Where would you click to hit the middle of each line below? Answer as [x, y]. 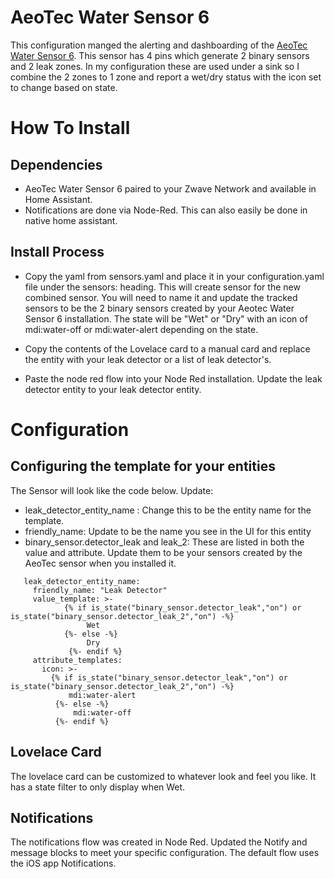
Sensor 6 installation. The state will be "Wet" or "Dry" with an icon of [166, 318]
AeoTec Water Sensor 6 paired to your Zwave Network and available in [170, 188]
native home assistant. [71, 220]
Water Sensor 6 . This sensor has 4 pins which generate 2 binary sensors [160, 55]
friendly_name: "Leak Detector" [100, 590]
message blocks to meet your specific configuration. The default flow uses [165, 853]
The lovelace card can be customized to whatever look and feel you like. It [163, 776]
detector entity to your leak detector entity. [113, 389]
